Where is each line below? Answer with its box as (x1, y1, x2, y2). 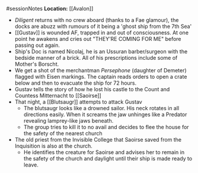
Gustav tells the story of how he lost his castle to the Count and (14, 86, 170, 92)
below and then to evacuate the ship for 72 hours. (14, 79, 137, 86)
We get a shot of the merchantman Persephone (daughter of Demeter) (14, 67, 187, 73)
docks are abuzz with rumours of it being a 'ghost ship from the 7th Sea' (14, 23, 192, 30)
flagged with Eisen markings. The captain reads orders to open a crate (14, 73, 187, 80)
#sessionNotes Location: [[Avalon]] (6, 5, 94, 12)
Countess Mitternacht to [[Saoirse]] (14, 92, 102, 99)
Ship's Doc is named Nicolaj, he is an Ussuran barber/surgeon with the (14, 48, 188, 55)
